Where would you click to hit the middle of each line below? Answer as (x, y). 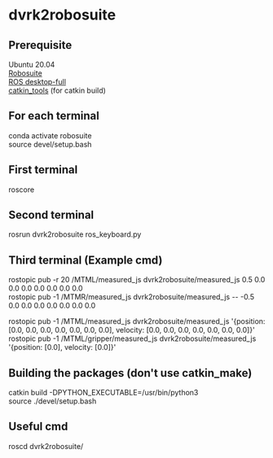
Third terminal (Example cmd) (86, 260)
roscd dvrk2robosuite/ (46, 446)
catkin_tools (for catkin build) (57, 90)
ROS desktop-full (37, 82)
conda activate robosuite (50, 135)
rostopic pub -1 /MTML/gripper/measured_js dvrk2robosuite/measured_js (132, 338)
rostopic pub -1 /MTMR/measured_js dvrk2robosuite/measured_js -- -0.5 (132, 297)
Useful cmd (38, 427)
